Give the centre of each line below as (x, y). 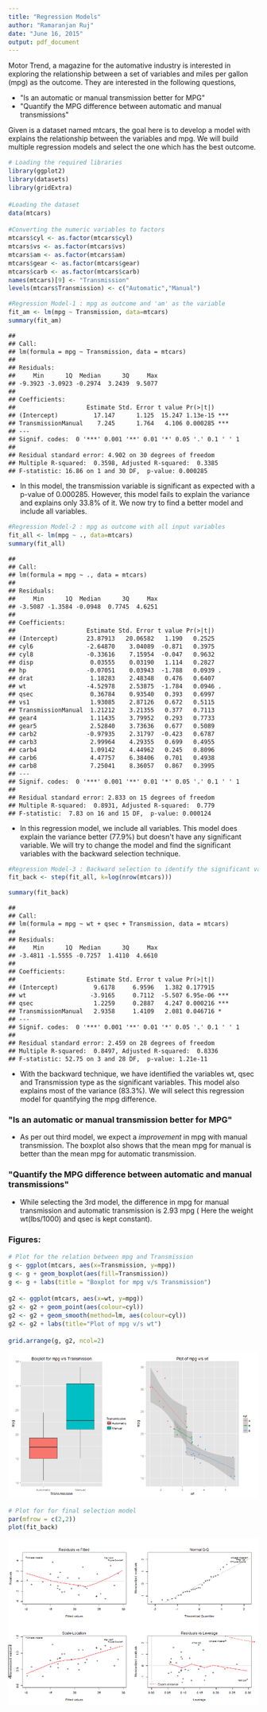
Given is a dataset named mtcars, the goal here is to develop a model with (129, 130)
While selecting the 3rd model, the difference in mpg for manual (124, 1202)
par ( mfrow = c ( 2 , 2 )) (43, 1519)
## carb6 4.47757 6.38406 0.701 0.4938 (112, 758)
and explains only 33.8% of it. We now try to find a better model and (132, 503)
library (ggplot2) (37, 171)
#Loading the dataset (44, 204)
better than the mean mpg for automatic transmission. (108, 1154)
